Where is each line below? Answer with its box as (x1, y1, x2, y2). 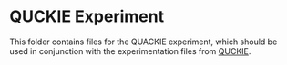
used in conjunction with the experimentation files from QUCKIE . (9, 45, 251, 56)
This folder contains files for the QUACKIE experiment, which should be (9, 36, 278, 47)
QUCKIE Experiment (9, 6, 165, 27)
